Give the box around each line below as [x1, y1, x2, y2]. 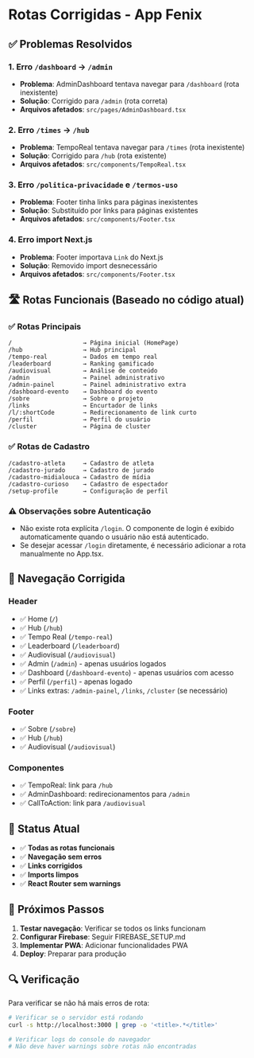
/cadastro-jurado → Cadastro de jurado [8, 466, 155, 474]
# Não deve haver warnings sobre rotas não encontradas [8, 1043, 197, 1051]
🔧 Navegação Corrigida [8, 572, 125, 586]
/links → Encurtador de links [8, 402, 158, 410]
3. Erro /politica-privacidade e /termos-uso [8, 179, 179, 190]
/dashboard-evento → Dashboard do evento [8, 388, 158, 396]
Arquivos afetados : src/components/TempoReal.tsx [19, 159, 187, 169]
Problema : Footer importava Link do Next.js [19, 252, 164, 262]
